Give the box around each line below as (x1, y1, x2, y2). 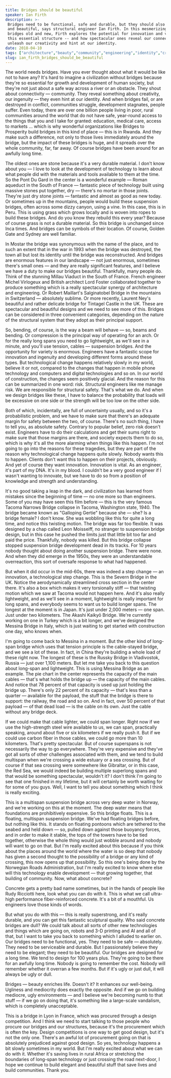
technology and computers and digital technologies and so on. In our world (5, 370, 163, 376)
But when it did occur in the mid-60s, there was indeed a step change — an (5, 569, 164, 575)
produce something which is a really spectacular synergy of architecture (5, 284, 158, 290)
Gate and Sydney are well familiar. (5, 231, 77, 237)
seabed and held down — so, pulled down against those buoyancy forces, (5, 826, 161, 833)
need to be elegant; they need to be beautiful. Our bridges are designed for (5, 950, 163, 956)
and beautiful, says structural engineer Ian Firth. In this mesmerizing (7, 27, 167, 32)
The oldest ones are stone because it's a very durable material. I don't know (5, 161, 165, 167)
